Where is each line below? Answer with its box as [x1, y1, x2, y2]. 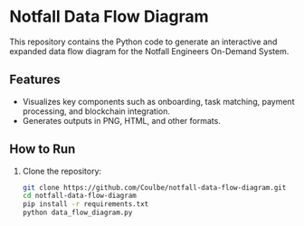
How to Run [9, 142, 76, 157]
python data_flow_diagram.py [22, 208, 133, 218]
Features [9, 72, 61, 88]
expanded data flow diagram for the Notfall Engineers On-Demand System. [9, 45, 290, 56]
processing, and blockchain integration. [22, 106, 170, 117]
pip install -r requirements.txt [22, 200, 149, 209]
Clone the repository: [22, 165, 102, 176]
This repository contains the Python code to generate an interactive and [9, 36, 278, 47]
